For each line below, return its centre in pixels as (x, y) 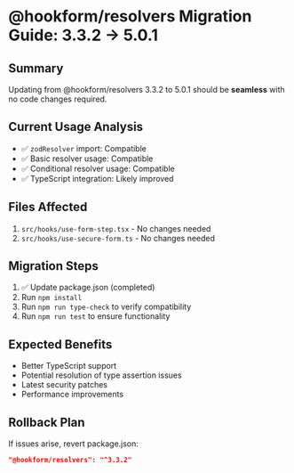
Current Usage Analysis (76, 127)
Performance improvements (72, 395)
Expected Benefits (60, 344)
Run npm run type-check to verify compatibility (106, 307)
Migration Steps (54, 266)
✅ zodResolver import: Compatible (84, 148)
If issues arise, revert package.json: (74, 444)
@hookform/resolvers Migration (130, 16)
